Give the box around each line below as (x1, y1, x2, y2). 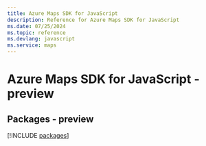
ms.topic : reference (7, 29, 67, 36)
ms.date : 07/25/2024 (7, 23, 67, 29)
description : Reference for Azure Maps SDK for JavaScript (7, 16, 180, 23)
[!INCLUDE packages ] (7, 132, 69, 139)
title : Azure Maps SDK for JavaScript (7, 10, 118, 17)
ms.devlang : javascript (7, 36, 76, 42)
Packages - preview (7, 113, 94, 125)
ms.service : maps (7, 42, 57, 49)
